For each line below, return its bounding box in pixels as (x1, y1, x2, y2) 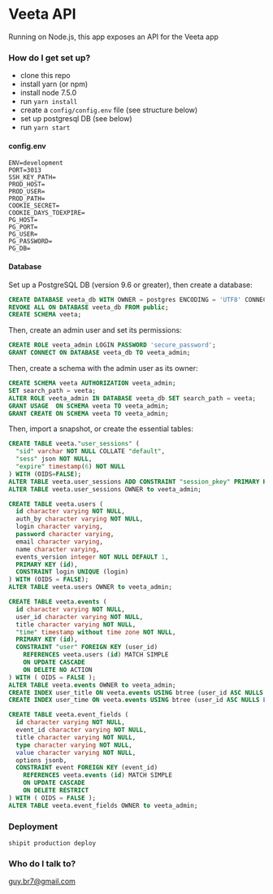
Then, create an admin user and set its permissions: (8, 325, 182, 335)
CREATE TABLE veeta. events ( (8, 598, 107, 606)
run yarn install (19, 97, 78, 107)
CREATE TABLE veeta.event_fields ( (8, 711, 129, 719)
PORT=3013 (8, 166, 42, 175)
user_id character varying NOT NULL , (15, 613, 144, 621)
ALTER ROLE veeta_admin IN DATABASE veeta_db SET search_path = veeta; (8, 394, 256, 403)
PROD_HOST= (8, 181, 45, 189)
